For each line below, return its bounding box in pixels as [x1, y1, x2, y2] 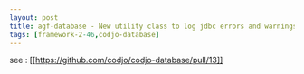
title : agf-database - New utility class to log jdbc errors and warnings [9, 22, 298, 31]
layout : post [9, 13, 59, 23]
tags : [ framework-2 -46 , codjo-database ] [9, 30, 160, 39]
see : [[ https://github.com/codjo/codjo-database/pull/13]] [9, 55, 223, 66]
